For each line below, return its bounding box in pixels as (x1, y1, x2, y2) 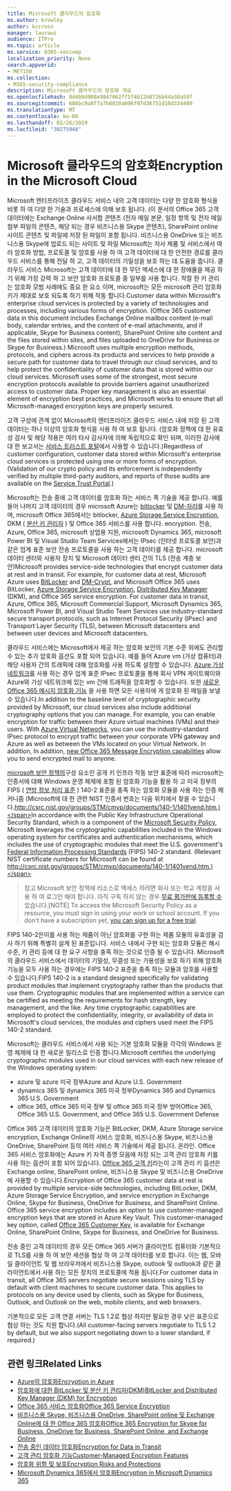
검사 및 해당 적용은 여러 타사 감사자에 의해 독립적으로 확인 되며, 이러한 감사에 (14, 433, 221, 442)
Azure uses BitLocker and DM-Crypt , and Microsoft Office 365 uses (7, 578, 200, 586)
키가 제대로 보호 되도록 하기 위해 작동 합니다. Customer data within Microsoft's (7, 292, 221, 300)
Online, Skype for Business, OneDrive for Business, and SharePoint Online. (7, 1199, 219, 1207)
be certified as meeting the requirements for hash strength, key (7, 996, 188, 1005)
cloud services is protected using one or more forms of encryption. (7, 457, 198, 466)
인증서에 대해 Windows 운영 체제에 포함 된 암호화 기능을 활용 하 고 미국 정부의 (7, 777, 217, 786)
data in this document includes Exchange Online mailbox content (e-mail (7, 314, 213, 322)
